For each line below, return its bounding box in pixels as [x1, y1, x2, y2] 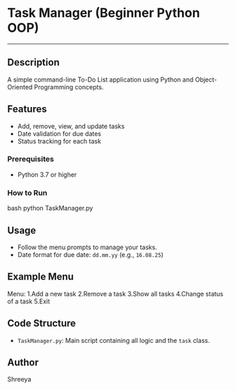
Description [7, 56, 60, 68]
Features [7, 103, 47, 115]
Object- [195, 75, 218, 84]
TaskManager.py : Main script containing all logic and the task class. [17, 336, 210, 344]
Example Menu [7, 271, 74, 283]
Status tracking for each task [17, 137, 102, 145]
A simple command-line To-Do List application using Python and [7, 75, 194, 84]
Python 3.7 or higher [17, 170, 77, 179]
